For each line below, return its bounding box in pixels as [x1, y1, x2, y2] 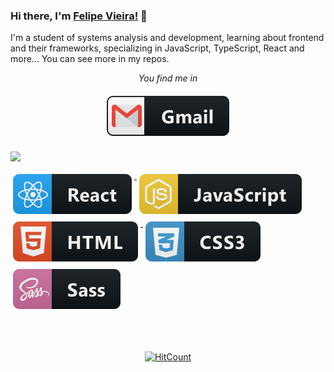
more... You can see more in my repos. [10, 53, 170, 65]
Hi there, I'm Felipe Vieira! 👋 [10, 9, 148, 23]
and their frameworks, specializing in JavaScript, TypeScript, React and [10, 42, 305, 54]
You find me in [138, 72, 198, 84]
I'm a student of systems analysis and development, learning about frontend [10, 32, 325, 44]
